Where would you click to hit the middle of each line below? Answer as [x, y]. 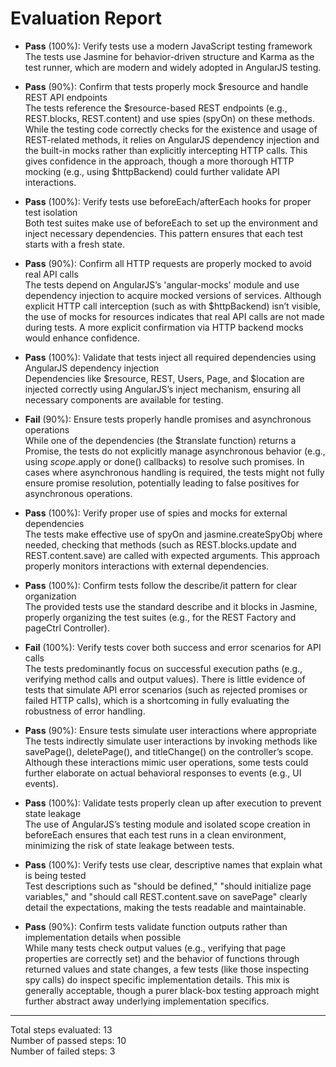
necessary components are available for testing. [124, 399]
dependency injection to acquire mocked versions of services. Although [173, 295]
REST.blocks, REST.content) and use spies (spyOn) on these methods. [169, 118]
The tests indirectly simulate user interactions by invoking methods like [171, 741]
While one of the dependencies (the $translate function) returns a [160, 440]
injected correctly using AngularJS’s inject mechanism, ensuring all [163, 389]
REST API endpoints [66, 97]
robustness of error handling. [85, 711]
